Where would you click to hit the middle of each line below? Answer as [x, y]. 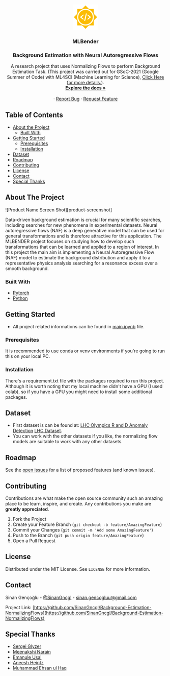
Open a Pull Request [34, 541]
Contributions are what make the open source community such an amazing [84, 498]
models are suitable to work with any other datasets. [68, 442]
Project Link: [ [20, 607]
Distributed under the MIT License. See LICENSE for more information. [78, 569]
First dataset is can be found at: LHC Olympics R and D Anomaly [80, 425]
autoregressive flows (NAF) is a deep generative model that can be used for [85, 230]
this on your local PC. [27, 356]
